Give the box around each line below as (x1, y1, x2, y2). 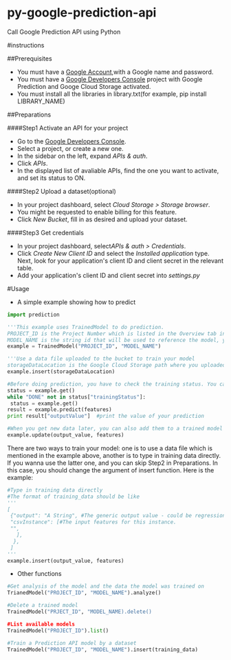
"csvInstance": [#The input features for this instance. (10, 519, 177, 526)
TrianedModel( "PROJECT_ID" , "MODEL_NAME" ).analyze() (7, 590, 162, 597)
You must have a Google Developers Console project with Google (16, 74, 203, 83)
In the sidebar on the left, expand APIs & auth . (16, 152, 148, 160)
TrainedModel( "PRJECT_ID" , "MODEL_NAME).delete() (7, 608, 153, 615)
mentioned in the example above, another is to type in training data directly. (7, 451, 221, 459)
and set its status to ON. (16, 174, 86, 182)
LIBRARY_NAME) (16, 97, 65, 105)
